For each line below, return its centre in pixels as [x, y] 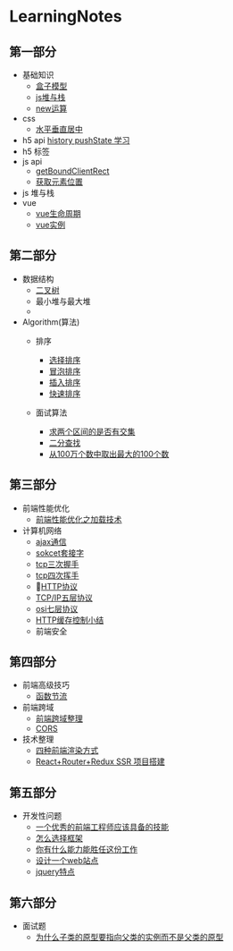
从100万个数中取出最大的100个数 [109, 454]
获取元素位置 [59, 182]
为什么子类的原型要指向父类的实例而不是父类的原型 [129, 938]
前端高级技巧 [46, 685]
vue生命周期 [58, 213]
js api [32, 161]
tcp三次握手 [57, 564]
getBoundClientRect [72, 171]
